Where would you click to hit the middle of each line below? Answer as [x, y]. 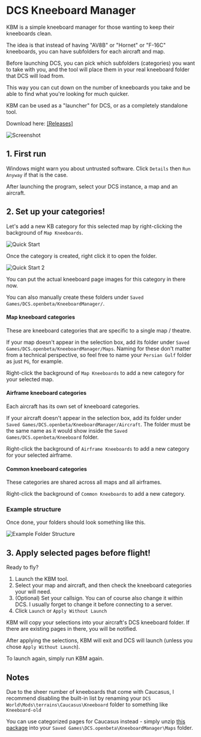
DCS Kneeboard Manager [71, 11]
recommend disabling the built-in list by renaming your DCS [79, 698]
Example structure [34, 510]
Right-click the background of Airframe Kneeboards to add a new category [98, 448]
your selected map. [30, 379]
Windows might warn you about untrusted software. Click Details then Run [98, 168]
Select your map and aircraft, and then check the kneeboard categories [103, 585]
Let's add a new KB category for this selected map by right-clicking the [94, 226]
